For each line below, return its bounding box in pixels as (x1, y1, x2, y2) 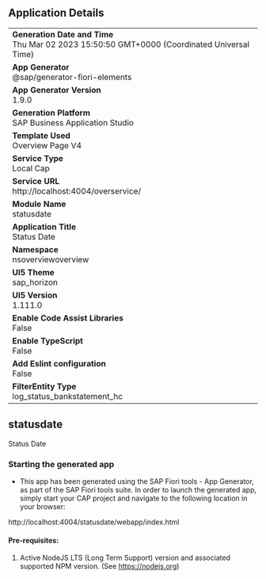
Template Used (12, 130, 71, 141)
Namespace (12, 243, 59, 255)
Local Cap (12, 163, 50, 174)
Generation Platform (12, 107, 91, 118)
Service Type (12, 152, 63, 163)
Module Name (12, 198, 66, 209)
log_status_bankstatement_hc (12, 390, 123, 401)
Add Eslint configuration (12, 358, 107, 369)
